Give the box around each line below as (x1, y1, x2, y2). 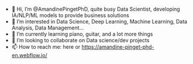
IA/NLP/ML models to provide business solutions (11, 12, 130, 19)
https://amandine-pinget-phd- (81, 43, 154, 50)
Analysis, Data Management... (11, 24, 84, 31)
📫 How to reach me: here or (11, 43, 81, 50)
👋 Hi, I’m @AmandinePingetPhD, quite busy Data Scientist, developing (11, 6, 180, 12)
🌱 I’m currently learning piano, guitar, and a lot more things (11, 31, 153, 38)
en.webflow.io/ (11, 52, 48, 59)
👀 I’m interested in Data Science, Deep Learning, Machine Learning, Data (11, 18, 188, 25)
